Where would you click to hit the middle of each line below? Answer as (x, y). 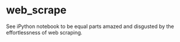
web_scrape (36, 10)
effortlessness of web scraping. (44, 32)
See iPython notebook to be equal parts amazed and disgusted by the (90, 26)
